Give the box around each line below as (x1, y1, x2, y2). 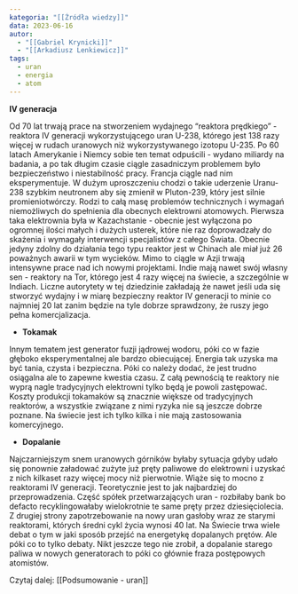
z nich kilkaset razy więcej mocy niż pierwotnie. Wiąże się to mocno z (9, 472, 264, 483)
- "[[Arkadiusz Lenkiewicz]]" (17, 46, 129, 55)
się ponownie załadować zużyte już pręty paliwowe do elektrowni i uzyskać (9, 463, 286, 473)
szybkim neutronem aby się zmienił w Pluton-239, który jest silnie (25, 186, 266, 197)
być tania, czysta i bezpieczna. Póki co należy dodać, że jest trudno (9, 362, 257, 373)
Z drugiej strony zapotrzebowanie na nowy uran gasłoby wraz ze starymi (9, 510, 276, 520)
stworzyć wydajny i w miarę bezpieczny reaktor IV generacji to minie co (9, 290, 272, 301)
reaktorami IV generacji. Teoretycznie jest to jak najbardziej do (9, 481, 238, 493)
